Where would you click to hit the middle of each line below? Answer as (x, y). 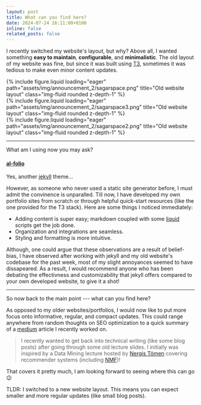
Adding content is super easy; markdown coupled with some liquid (97, 219)
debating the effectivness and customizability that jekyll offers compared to (99, 275)
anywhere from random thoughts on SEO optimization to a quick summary (98, 323)
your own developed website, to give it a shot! (63, 281)
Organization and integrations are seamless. (69, 232)
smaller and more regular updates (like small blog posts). (76, 396)
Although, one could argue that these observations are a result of (87, 249)
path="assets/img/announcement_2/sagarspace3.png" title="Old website (97, 107)
